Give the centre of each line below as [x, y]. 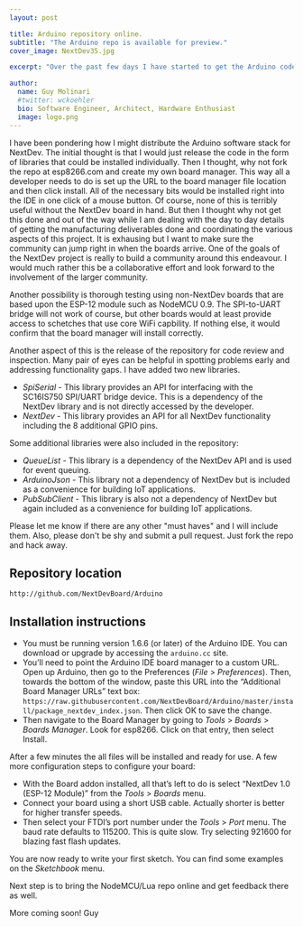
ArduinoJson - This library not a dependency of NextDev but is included [156, 479]
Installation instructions [78, 621]
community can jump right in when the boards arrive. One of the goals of [145, 248]
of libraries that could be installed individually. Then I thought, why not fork [148, 162]
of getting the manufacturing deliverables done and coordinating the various [151, 229]
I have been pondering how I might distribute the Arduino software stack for [150, 143]
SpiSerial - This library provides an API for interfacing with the [138, 387]
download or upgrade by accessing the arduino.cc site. [125, 653]
